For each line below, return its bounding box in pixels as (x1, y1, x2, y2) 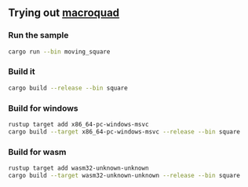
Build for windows (8, 102, 78, 113)
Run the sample (8, 30, 69, 41)
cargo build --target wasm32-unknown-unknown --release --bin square (8, 171, 241, 179)
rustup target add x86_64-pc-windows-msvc (8, 121, 149, 129)
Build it (8, 66, 35, 77)
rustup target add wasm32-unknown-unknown (8, 164, 149, 172)
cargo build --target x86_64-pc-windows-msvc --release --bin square (8, 127, 241, 136)
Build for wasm (8, 146, 67, 157)
